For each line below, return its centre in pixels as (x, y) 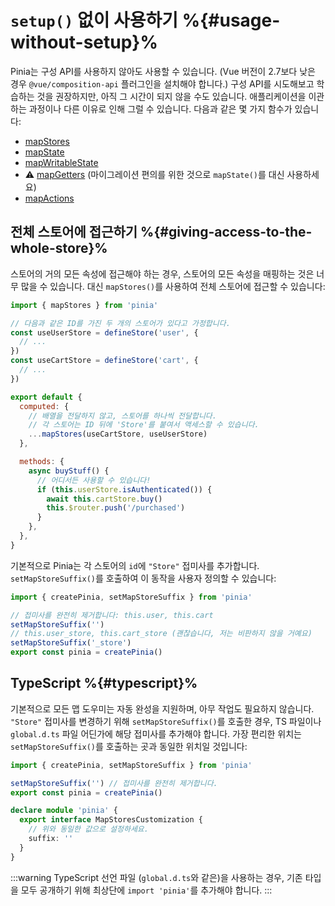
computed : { (44, 406)
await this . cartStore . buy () (104, 499)
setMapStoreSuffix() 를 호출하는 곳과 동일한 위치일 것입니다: (129, 746)
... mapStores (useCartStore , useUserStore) (118, 434)
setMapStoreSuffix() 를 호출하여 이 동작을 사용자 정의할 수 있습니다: (143, 578)
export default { (46, 397)
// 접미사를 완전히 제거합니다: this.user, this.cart (112, 615)
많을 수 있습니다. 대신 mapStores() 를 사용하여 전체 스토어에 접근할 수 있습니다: (173, 286)
